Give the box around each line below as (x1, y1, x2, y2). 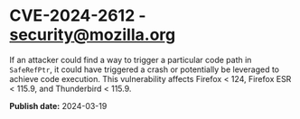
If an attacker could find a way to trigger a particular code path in (9, 54, 252, 65)
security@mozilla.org (9, 24, 176, 45)
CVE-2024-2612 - (9, 5, 146, 26)
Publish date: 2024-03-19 (9, 100, 108, 111)
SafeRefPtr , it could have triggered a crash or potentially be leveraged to (9, 64, 280, 75)
